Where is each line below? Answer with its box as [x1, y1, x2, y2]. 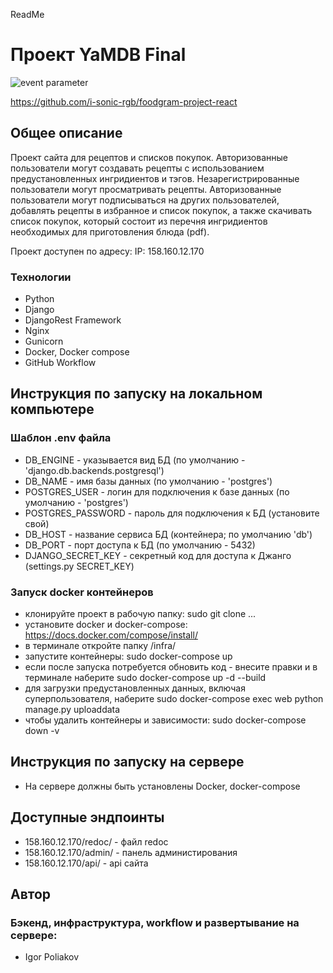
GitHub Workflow [24, 357, 97, 369]
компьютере [10, 401, 95, 418]
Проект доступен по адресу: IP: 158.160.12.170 [10, 245, 205, 257]
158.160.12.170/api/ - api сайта [24, 857, 149, 869]
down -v [24, 725, 60, 737]
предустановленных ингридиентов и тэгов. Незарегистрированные [10, 172, 300, 184]
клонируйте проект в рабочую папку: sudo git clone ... [24, 608, 257, 620]
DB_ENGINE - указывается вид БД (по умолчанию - [24, 454, 246, 466]
